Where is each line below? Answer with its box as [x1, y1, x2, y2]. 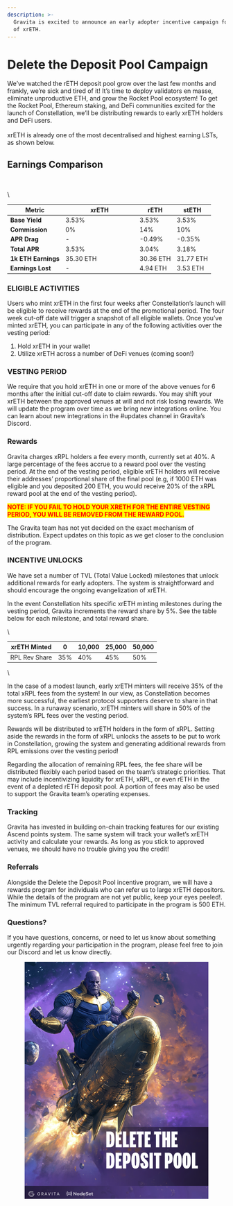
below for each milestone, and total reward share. [7, 614, 149, 622]
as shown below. [7, 139, 55, 147]
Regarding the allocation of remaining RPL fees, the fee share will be [7, 760, 202, 769]
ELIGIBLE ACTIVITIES [7, 283, 80, 293]
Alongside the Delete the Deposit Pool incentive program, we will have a [7, 878, 213, 886]
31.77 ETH [176, 254, 208, 263]
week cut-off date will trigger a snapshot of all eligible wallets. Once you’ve [7, 313, 223, 322]
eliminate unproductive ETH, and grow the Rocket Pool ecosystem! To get [7, 94, 218, 103]
